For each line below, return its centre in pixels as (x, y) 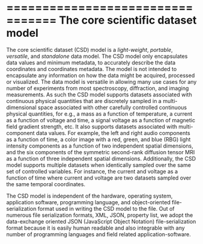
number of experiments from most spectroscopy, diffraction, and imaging (98, 88)
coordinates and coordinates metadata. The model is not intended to (92, 69)
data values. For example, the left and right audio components (113, 133)
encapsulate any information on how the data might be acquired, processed (101, 75)
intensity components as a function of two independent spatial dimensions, (100, 146)
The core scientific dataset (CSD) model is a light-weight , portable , (90, 49)
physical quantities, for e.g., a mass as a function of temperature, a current (99, 114)
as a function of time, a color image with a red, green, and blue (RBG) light (98, 139)
